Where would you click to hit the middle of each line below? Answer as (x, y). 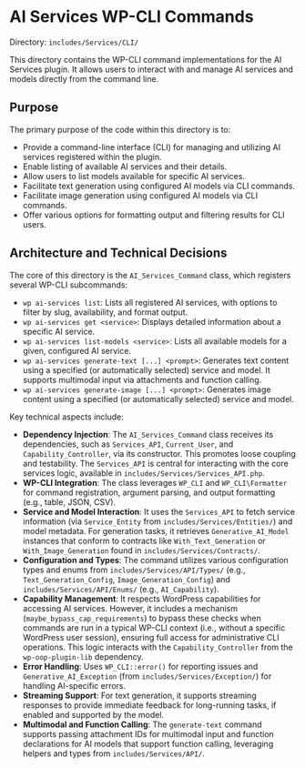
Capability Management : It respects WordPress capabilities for (142, 599)
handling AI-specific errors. (74, 685)
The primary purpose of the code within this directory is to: (120, 129)
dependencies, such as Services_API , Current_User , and (128, 444)
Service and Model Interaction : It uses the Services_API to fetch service (159, 511)
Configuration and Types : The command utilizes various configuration (155, 560)
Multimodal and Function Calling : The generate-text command (142, 724)
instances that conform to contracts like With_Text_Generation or (144, 541)
